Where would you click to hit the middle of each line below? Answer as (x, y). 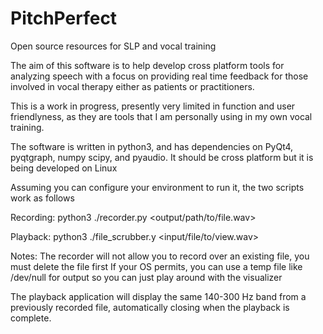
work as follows (42, 198)
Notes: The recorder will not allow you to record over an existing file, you (160, 256)
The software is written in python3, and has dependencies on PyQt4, (152, 146)
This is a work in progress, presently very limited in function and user (153, 106)
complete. (31, 318)
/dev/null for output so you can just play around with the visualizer (146, 277)
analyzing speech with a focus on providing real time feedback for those (159, 76)
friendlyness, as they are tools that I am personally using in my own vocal (161, 116)
